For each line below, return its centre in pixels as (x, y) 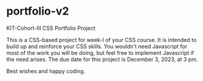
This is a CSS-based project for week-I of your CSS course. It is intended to (102, 40)
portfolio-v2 (38, 11)
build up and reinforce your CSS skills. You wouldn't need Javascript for (97, 46)
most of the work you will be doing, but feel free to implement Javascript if (100, 52)
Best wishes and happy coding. (46, 71)
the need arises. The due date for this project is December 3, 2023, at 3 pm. (102, 59)
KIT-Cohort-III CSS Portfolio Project (51, 28)
